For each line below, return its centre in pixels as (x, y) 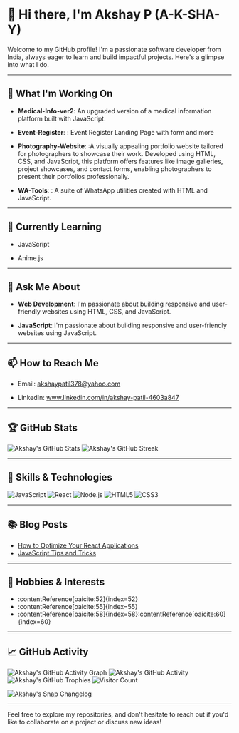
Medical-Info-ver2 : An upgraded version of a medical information (115, 111)
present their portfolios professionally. (73, 176)
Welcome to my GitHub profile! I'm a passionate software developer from (115, 49)
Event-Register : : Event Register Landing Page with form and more (116, 132)
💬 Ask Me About (44, 287)
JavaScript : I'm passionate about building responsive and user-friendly (122, 326)
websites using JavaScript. (57, 333)
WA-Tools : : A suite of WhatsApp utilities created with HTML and (113, 190)
